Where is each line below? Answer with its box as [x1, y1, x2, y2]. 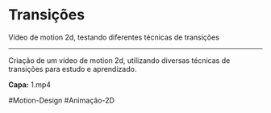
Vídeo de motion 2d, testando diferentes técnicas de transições [8, 32, 220, 42]
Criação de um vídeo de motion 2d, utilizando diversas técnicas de [8, 55, 231, 65]
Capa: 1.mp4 [8, 79, 51, 90]
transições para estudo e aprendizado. [8, 64, 137, 73]
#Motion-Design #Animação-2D [8, 95, 115, 105]
